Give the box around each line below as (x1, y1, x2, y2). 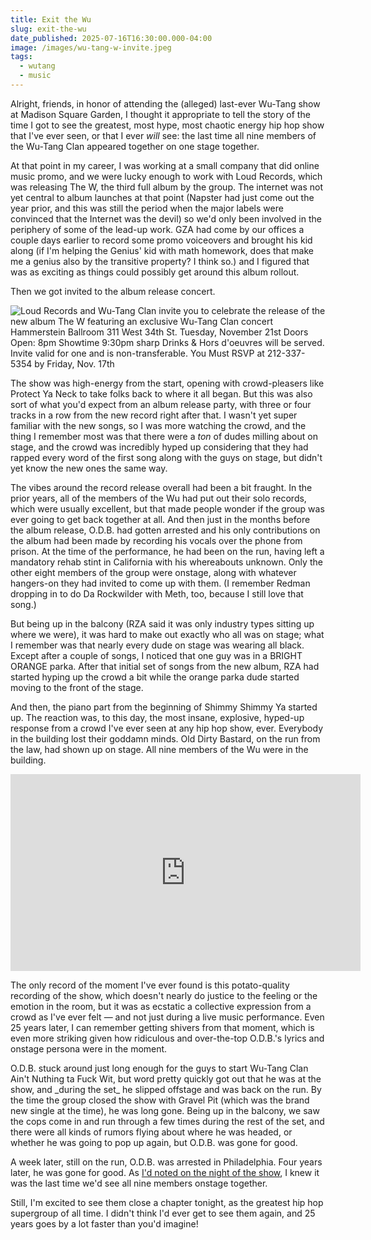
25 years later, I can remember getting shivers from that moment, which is (10, 1021, 315, 1033)
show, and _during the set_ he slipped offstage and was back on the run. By (10, 1083, 322, 1095)
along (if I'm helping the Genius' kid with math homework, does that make (10, 244, 314, 256)
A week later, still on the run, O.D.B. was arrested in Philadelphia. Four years (10, 1156, 323, 1168)
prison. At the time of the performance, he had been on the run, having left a (10, 545, 325, 557)
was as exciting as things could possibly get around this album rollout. (10, 266, 300, 278)
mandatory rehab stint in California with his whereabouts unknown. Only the (10, 556, 323, 568)
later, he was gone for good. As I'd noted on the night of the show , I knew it (10, 1166, 320, 1178)
